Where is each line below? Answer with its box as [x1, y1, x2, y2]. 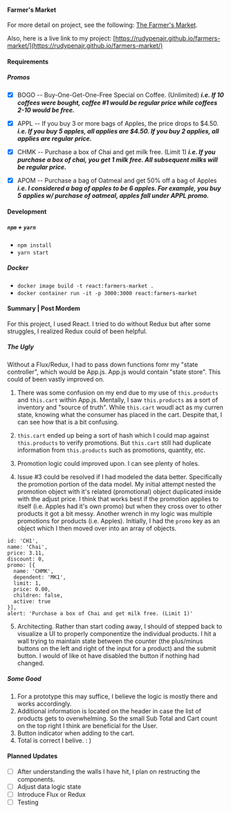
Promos [7, 73, 30, 82]
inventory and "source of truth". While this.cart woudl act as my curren [17, 403, 223, 411]
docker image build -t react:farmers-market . [17, 282, 154, 290]
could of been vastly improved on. [7, 375, 105, 383]
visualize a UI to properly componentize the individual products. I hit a [17, 629, 216, 637]
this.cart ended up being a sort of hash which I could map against [17, 431, 210, 439]
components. [17, 775, 55, 783]
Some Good [7, 675, 41, 683]
